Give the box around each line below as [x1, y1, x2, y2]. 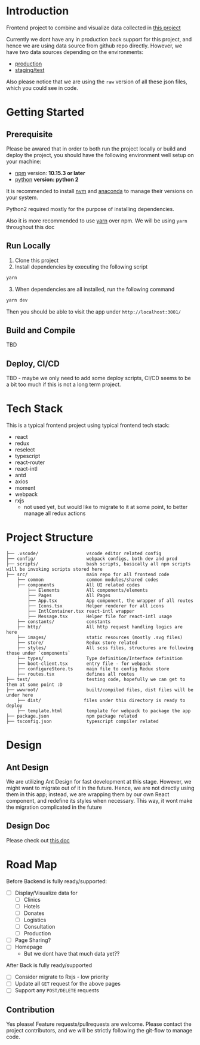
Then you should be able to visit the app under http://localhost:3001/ [6, 308, 181, 315]
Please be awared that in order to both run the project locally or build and [6, 145, 186, 152]
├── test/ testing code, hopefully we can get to [6, 676, 186, 682]
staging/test [14, 66, 45, 73]
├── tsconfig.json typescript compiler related [6, 718, 159, 724]
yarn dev [6, 297, 28, 303]
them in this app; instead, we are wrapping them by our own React [6, 791, 170, 798]
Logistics [23, 916, 47, 923]
